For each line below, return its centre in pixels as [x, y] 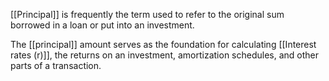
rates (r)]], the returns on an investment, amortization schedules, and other [165, 55]
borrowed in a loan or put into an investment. [102, 25]
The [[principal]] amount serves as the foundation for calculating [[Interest [163, 44]
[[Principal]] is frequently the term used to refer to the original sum [147, 14]
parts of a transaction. [56, 65]
